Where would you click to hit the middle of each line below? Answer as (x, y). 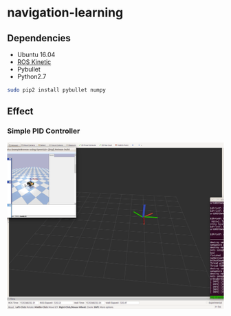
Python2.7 (32, 76)
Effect (20, 112)
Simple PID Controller (44, 131)
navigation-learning (65, 13)
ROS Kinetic (34, 62)
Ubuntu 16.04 (36, 54)
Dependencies (39, 38)
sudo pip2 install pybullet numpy (57, 90)
